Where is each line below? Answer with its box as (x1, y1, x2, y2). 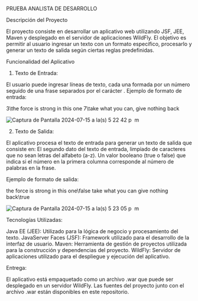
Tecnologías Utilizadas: (6, 217, 63, 223)
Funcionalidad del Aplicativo (6, 58, 75, 65)
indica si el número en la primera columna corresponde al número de (6, 158, 174, 165)
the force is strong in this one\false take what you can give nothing (6, 187, 168, 194)
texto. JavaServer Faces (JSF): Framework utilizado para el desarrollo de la (6, 234, 190, 241)
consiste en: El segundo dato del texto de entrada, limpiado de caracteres (6, 146, 186, 152)
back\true (6, 194, 30, 200)
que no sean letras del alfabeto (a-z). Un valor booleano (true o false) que (6, 152, 186, 159)
